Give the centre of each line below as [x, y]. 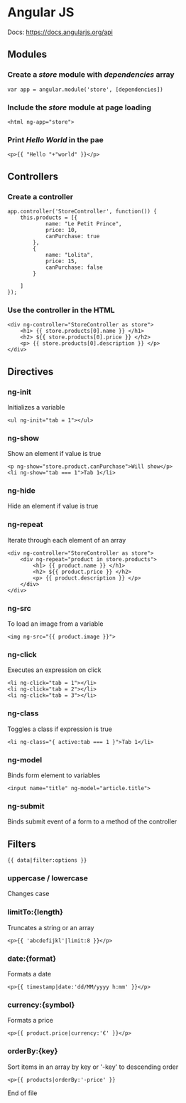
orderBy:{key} [33, 1051]
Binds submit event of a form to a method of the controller [92, 821]
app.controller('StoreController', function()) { [82, 211]
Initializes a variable [36, 407]
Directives [31, 372]
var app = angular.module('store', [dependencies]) [85, 90]
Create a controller [40, 196]
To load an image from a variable [55, 624]
